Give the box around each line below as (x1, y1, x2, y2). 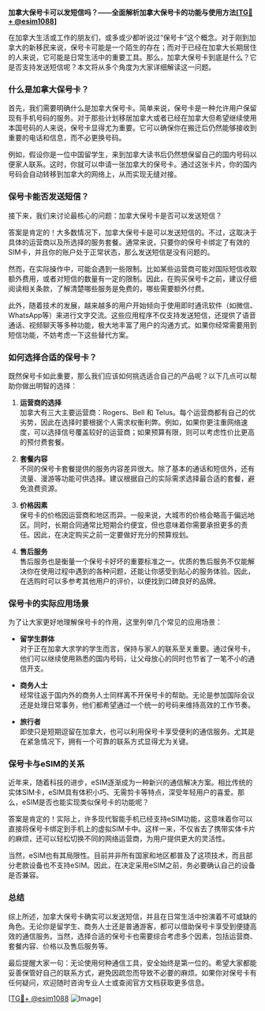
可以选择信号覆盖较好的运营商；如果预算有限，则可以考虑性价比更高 (33, 427, 255, 436)
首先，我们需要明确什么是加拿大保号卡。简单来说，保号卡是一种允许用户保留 (8, 103, 257, 113)
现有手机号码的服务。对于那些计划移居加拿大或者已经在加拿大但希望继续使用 (8, 114, 257, 123)
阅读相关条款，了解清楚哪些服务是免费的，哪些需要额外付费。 (8, 283, 209, 293)
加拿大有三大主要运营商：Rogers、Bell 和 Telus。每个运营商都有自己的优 (19, 407, 256, 417)
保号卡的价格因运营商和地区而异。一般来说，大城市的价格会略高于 (19, 510, 234, 519)
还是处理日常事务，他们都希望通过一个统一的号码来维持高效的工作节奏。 (19, 700, 255, 710)
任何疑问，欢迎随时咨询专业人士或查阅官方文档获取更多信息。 (8, 978, 209, 987)
